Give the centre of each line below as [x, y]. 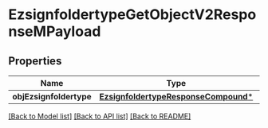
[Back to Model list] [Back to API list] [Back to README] [100, 116]
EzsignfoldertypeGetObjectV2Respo [132, 15]
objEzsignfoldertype [52, 97]
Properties [35, 61]
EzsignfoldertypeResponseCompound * [176, 97]
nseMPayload [55, 31]
